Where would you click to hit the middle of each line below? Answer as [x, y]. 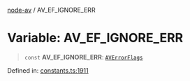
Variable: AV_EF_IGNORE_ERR [95, 38]
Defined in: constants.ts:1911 [48, 70]
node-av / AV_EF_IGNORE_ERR [51, 10]
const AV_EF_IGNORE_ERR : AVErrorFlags [83, 57]
